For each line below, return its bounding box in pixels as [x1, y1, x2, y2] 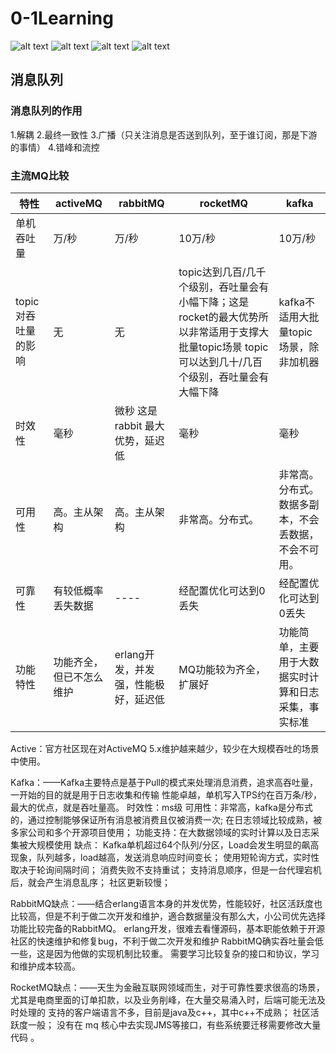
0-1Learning [10, 7, 114, 30]
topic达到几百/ [178, 265, 247, 279]
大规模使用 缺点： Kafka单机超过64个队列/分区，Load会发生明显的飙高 [27, 838, 320, 851]
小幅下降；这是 [178, 295, 250, 309]
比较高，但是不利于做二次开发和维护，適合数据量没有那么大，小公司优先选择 [10, 910, 326, 922]
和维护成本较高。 [10, 960, 81, 972]
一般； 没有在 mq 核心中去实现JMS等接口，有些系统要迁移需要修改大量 [27, 1018, 322, 1031]
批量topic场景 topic [178, 340, 269, 354]
